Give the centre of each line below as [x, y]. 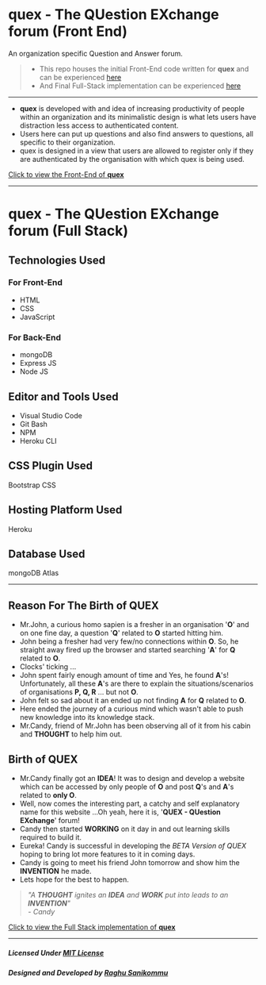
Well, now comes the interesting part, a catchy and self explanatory [129, 803]
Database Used [47, 554]
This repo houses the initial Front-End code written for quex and [144, 68]
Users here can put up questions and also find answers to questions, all [136, 133]
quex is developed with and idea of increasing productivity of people [132, 108]
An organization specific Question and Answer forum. [96, 53]
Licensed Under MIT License [56, 952]
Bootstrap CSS [32, 485]
